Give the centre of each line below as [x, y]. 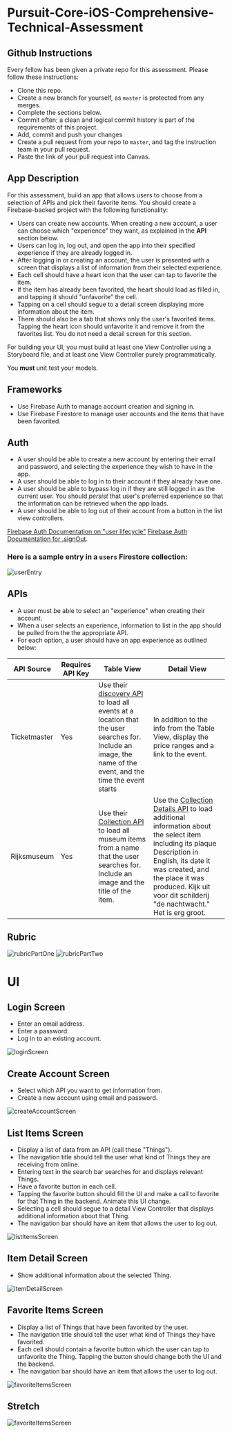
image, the [115, 754]
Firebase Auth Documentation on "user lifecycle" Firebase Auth [97, 532]
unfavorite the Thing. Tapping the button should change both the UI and [119, 1356]
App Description [43, 178]
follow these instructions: [43, 77]
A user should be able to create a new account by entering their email [116, 459]
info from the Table [184, 728]
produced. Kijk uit [182, 887]
